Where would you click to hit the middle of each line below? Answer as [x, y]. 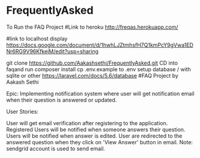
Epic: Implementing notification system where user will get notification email [100, 93]
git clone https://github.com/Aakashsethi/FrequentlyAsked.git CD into [92, 63]
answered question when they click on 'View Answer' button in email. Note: [100, 142]
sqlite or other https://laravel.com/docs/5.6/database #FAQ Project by [92, 75]
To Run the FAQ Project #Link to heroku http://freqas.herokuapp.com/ [92, 27]
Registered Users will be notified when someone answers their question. [96, 129]
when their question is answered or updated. [62, 100]
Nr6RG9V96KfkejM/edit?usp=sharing [53, 51]
